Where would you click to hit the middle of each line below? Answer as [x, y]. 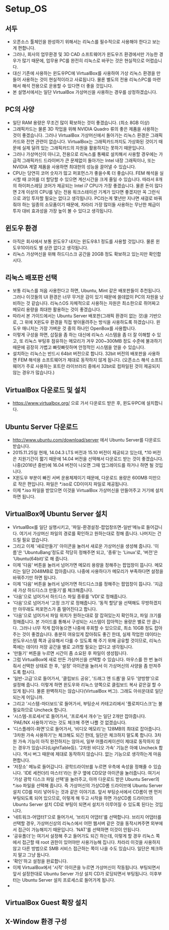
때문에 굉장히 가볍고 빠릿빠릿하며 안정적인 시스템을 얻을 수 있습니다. [79, 347]
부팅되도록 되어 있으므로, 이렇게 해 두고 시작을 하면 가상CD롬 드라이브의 [83, 798]
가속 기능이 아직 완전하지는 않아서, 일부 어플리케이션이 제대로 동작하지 [86, 741]
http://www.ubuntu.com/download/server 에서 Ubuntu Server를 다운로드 [87, 440]
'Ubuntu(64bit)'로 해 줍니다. [40, 559]
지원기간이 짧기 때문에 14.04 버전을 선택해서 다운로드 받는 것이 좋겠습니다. [91, 459]
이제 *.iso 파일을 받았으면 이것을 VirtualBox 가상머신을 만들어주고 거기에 [83, 490]
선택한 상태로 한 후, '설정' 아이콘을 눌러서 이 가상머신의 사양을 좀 [85, 665]
